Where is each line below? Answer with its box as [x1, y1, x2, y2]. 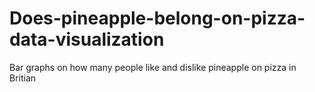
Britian [9, 72, 37, 84]
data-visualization [9, 28, 165, 51]
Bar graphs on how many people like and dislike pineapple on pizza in [9, 61, 297, 73]
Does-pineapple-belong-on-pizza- [9, 7, 306, 30]
